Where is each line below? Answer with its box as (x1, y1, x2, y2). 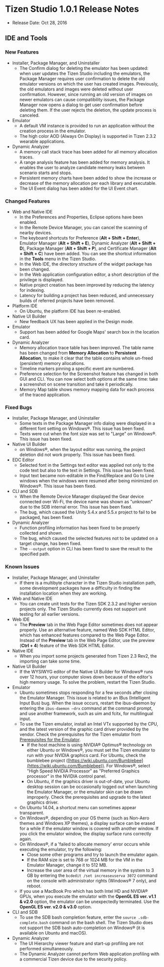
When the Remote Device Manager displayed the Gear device (19, 493, 144, 500)
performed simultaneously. (19, 945, 74, 951)
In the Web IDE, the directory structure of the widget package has (19, 261, 152, 267)
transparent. (19, 810, 45, 816)
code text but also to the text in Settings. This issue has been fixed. (19, 467, 155, 473)
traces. (19, 154, 34, 160)
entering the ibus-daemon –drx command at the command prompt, (19, 705, 153, 711)
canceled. (19, 112, 40, 118)
